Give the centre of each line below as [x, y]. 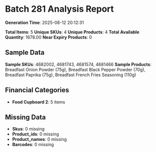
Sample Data [25, 53]
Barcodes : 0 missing [33, 145]
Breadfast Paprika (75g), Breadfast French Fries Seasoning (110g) [71, 75]
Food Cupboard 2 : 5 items [39, 102]
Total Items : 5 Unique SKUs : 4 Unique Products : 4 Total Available [72, 32]
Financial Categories [37, 90]
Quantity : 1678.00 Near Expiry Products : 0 [49, 37]
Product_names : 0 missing [39, 139]
